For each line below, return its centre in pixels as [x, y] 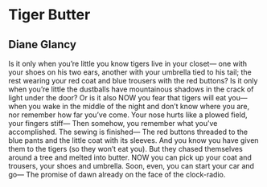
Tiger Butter [49, 15]
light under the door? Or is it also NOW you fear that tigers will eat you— [128, 98]
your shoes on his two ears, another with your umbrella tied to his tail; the [130, 72]
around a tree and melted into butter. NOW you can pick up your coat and [130, 157]
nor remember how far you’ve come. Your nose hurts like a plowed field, [128, 115]
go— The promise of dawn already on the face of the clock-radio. [117, 175]
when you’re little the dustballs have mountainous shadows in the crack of [131, 89]
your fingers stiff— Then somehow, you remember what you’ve [113, 123]
